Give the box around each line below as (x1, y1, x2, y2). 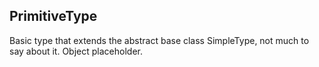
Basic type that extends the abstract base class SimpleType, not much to (9, 34, 310, 46)
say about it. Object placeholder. (9, 45, 143, 57)
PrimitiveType (9, 8, 98, 25)
